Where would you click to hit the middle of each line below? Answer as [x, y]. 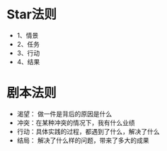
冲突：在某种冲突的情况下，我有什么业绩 [76, 122]
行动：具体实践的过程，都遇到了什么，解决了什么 [88, 131]
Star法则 [32, 14]
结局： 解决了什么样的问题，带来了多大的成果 [83, 140]
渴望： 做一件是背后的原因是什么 [64, 114]
